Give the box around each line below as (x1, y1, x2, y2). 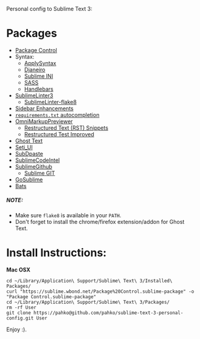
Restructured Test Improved (24, 130, 94, 138)
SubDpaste (15, 150, 44, 157)
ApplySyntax (24, 59, 57, 66)
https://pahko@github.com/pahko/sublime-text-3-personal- (33, 310, 184, 316)
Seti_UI (15, 143, 33, 151)
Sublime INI (24, 72, 53, 80)
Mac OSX (6, 266, 30, 273)
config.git (6, 315, 34, 321)
